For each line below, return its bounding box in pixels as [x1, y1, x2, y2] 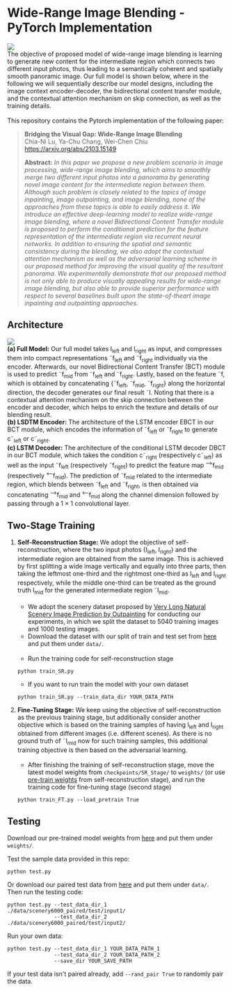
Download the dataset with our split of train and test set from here [27, 632, 217, 640]
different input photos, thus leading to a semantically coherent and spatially [7, 64, 223, 72]
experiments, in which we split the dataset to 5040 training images [27, 617, 219, 625]
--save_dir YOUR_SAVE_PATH [54, 958, 132, 965]
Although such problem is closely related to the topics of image [24, 187, 207, 196]
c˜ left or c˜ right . [7, 434, 51, 444]
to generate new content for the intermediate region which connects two [7, 57, 216, 66]
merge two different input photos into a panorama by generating [24, 173, 210, 181]
